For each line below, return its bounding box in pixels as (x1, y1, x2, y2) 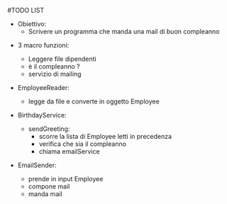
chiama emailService (38, 147, 101, 155)
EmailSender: (17, 161, 57, 169)
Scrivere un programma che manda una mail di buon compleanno (28, 28, 220, 35)
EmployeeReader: (17, 84, 70, 91)
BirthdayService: (17, 111, 67, 119)
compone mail (28, 182, 70, 191)
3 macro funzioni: (17, 41, 70, 49)
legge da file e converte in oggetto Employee (28, 97, 160, 106)
